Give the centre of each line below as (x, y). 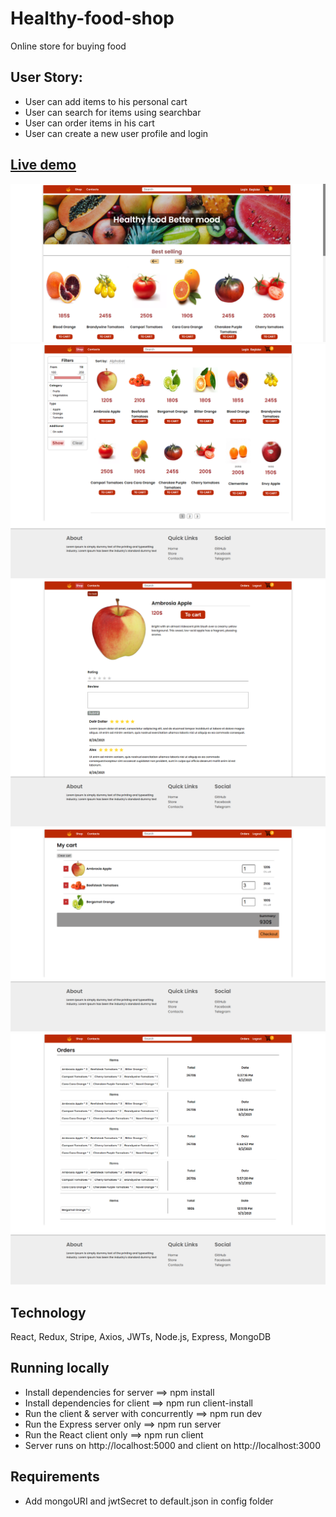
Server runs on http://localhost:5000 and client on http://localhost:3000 (172, 1445)
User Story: (46, 77)
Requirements (55, 1477)
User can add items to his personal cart (106, 101)
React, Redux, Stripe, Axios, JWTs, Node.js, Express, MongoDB (141, 1337)
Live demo (43, 165)
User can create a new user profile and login (116, 133)
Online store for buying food (68, 46)
